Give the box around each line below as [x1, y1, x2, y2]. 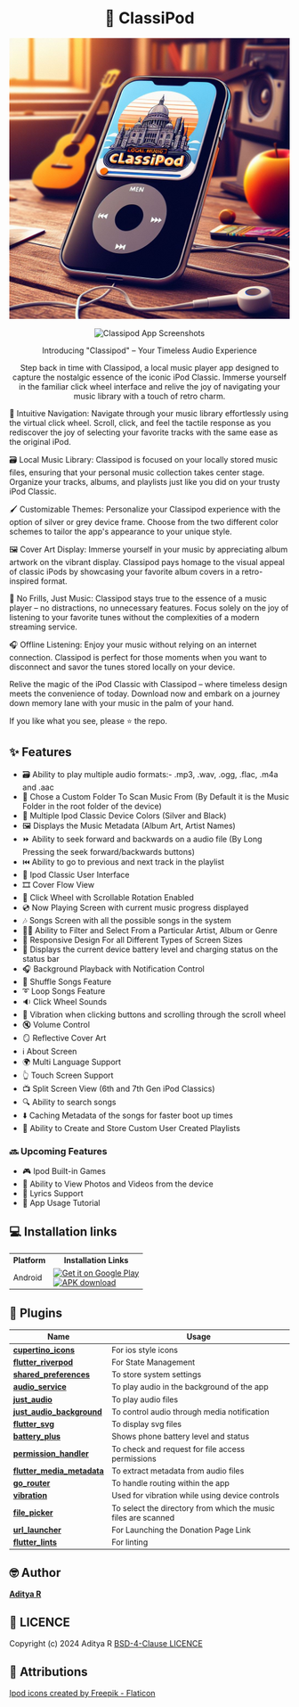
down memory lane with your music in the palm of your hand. [9, 697, 234, 708]
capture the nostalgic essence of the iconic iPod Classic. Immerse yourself [12, 372, 287, 382]
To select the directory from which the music [110, 1502, 276, 1514]
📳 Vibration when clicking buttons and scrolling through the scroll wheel [21, 1009, 287, 1020]
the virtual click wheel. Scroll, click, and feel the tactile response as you [9, 417, 271, 428]
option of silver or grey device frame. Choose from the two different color [9, 516, 279, 527]
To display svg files [110, 1419, 182, 1430]
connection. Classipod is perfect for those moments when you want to [9, 652, 267, 662]
